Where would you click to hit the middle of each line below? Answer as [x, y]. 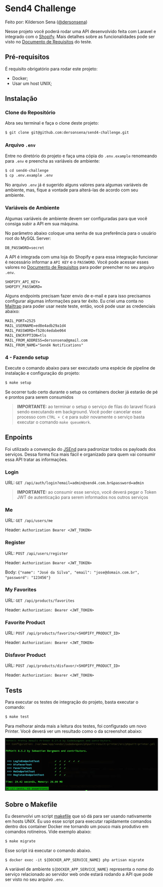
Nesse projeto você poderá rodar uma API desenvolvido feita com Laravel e [81, 31]
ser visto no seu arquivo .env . [35, 879]
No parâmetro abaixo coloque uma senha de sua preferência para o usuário [81, 233]
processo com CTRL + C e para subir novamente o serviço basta [81, 417]
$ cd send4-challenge [27, 170]
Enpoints [19, 437]
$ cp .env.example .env [29, 176]
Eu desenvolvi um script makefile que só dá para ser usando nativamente [78, 816]
